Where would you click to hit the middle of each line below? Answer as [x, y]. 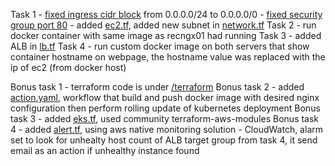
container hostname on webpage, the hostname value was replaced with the [168, 57]
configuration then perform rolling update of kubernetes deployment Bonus [165, 108]
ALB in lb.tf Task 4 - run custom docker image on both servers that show [160, 46]
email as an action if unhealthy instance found [105, 150]
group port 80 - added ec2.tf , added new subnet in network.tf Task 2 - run [163, 25]
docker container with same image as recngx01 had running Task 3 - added [166, 35]
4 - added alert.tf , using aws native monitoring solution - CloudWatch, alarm [166, 129]
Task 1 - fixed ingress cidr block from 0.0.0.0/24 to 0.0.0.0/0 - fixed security [166, 14]
